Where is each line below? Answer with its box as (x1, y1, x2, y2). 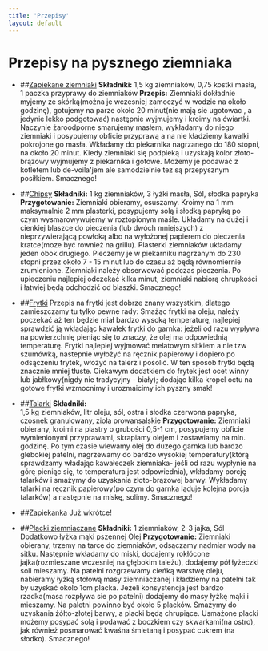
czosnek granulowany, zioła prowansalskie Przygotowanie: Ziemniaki (19, 416, 250, 425)
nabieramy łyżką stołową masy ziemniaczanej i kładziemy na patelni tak (19, 574, 256, 585)
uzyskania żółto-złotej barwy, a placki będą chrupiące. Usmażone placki (19, 609, 258, 618)
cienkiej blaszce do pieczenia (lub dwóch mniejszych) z (19, 223, 204, 233)
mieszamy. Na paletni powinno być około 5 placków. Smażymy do (19, 600, 238, 609)
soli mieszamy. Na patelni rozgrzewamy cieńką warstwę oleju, (19, 566, 225, 576)
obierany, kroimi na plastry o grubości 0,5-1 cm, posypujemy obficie (19, 424, 244, 434)
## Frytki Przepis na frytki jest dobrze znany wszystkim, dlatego (19, 298, 230, 308)
